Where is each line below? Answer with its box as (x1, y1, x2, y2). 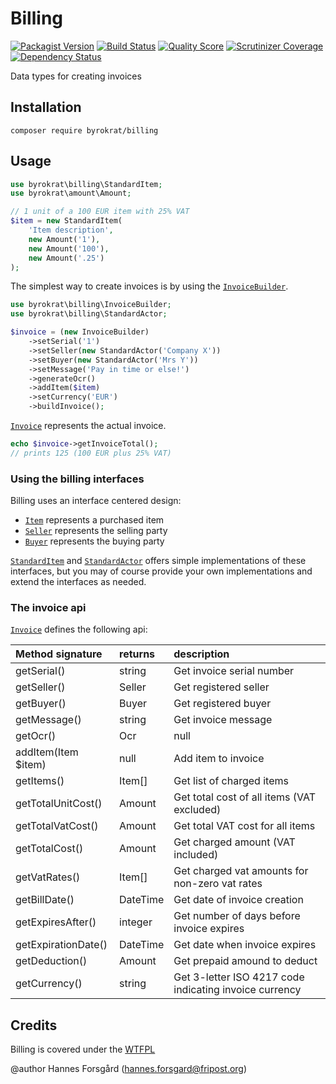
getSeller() (15, 680, 66, 694)
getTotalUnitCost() (15, 797, 103, 811)
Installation (10, 99, 82, 116)
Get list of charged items (173, 774, 289, 788)
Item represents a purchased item (24, 514, 165, 526)
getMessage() (15, 713, 82, 727)
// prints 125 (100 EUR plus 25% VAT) (10, 448, 172, 458)
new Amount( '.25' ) (28, 253, 105, 263)
